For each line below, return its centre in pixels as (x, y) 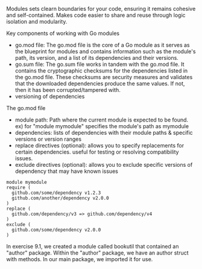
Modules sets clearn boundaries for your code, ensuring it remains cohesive (101, 9)
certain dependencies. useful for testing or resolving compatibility (97, 152)
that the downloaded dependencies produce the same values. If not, (100, 83)
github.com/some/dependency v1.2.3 (56, 193)
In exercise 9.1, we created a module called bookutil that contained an (93, 246)
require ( (19, 187)
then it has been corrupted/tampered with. (68, 90)
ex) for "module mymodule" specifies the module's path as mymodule (102, 126)
